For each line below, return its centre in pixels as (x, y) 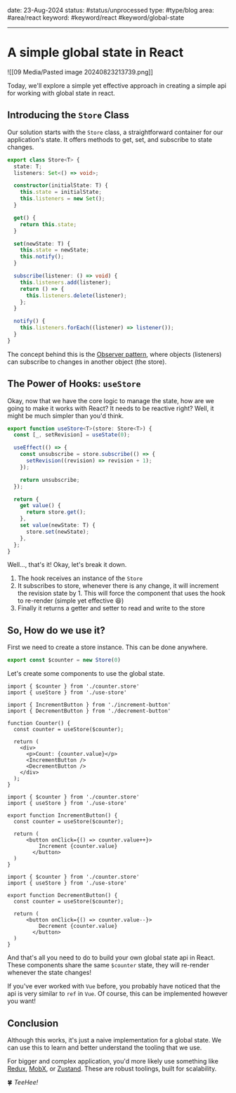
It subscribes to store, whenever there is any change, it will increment (118, 586)
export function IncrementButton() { (63, 816)
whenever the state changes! (49, 973)
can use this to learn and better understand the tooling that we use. (105, 1047)
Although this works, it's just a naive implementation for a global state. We (114, 1040)
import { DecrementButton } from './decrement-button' (89, 711)
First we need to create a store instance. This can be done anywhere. (108, 647)
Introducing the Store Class (68, 115)
